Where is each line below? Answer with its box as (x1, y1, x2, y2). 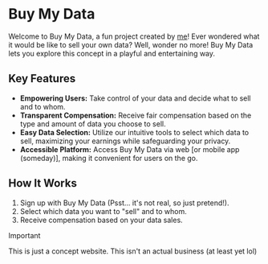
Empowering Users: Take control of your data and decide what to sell (19, 93, 251, 103)
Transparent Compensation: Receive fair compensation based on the (19, 110, 252, 120)
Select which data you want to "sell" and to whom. (19, 206, 187, 216)
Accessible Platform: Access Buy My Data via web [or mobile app (19, 144, 240, 154)
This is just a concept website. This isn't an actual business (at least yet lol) (8, 246, 258, 256)
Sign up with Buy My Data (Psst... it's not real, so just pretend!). (19, 198, 229, 208)
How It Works (8, 176, 78, 190)
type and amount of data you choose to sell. (19, 118, 166, 129)
